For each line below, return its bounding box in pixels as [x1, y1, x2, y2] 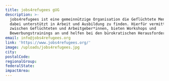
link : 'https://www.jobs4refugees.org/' [5, 40, 92, 45]
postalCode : [5, 54, 30, 59]
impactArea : [5, 68, 30, 73]
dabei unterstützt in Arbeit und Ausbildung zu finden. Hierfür [10, 21, 147, 27]
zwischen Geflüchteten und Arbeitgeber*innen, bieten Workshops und [10, 26, 156, 31]
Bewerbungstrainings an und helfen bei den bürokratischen [10, 31, 136, 36]
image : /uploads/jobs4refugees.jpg [5, 45, 80, 50]
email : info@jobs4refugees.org [5, 36, 71, 41]
